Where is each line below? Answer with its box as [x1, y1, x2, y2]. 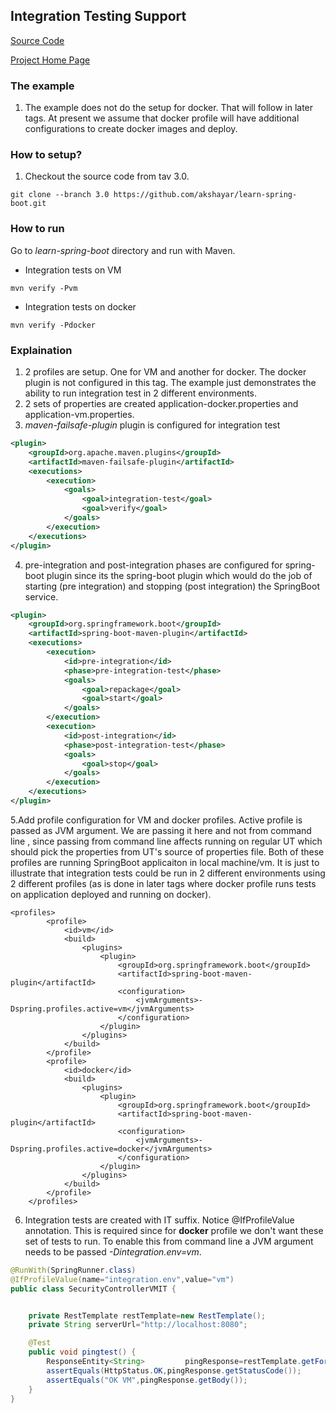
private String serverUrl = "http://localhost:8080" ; [28, 1320, 248, 1330]
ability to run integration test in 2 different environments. [24, 387, 258, 399]
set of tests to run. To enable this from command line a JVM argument [24, 1235, 314, 1247]
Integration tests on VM [24, 264, 122, 276]
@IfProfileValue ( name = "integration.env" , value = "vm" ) [10, 1274, 235, 1284]
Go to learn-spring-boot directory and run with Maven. [10, 244, 236, 256]
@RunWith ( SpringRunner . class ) [10, 1265, 137, 1275]
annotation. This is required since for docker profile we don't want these [24, 1224, 324, 1236]
